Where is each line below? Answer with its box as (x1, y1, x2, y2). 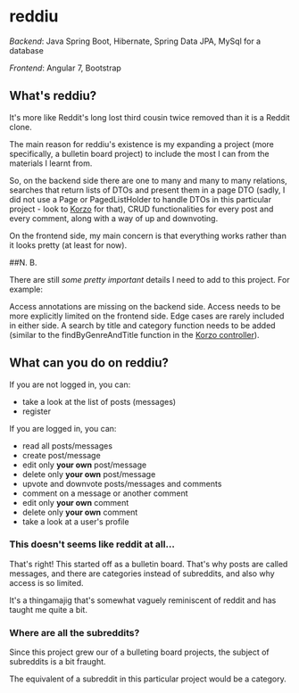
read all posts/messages (21, 440, 113, 451)
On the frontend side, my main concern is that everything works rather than (9, 230, 287, 241)
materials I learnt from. (9, 158, 93, 169)
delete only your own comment (21, 507, 138, 517)
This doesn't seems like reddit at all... (9, 538, 176, 550)
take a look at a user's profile (21, 516, 129, 527)
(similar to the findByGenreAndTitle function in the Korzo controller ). (9, 329, 261, 340)
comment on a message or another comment (21, 488, 189, 499)
